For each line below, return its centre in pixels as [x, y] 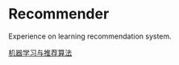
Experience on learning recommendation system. [90, 36]
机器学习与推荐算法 [40, 52]
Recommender [59, 14]
